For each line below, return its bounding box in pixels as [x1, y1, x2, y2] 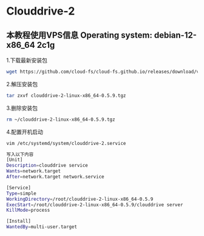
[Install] [6, 218, 32, 224]
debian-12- [154, 30, 197, 40]
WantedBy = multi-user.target [6, 224, 78, 230]
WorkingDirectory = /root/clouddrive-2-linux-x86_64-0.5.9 [6, 196, 154, 202]
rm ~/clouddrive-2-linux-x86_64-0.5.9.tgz [6, 116, 115, 123]
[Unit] [6, 157, 23, 163]
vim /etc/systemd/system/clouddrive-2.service [6, 140, 126, 146]
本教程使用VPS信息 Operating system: [6, 30, 153, 40]
